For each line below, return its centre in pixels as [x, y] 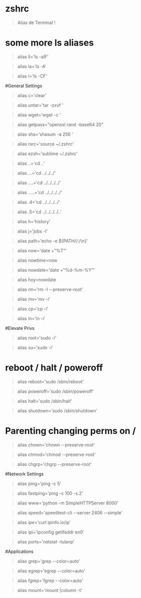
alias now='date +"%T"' [42, 250]
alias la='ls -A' [32, 66]
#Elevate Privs [20, 328]
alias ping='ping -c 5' [39, 483]
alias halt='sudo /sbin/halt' [45, 401]
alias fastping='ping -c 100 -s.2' [50, 493]
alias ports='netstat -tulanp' [46, 541]
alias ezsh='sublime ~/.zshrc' [48, 154]
